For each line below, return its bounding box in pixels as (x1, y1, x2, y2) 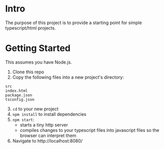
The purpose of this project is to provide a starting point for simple (5, 20, 142, 26)
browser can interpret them (19, 132, 76, 138)
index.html (5, 88, 28, 93)
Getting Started (5, 43, 71, 54)
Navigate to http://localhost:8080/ (12, 137, 83, 143)
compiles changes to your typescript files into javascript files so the (19, 127, 159, 133)
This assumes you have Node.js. (5, 59, 72, 65)
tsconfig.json (5, 97, 35, 102)
